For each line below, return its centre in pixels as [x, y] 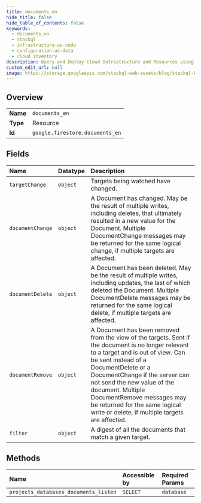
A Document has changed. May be [139, 198]
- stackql [24, 40]
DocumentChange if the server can [140, 375]
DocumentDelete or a [121, 367]
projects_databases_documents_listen [63, 492]
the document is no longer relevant [140, 345]
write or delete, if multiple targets [137, 412]
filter [19, 433]
